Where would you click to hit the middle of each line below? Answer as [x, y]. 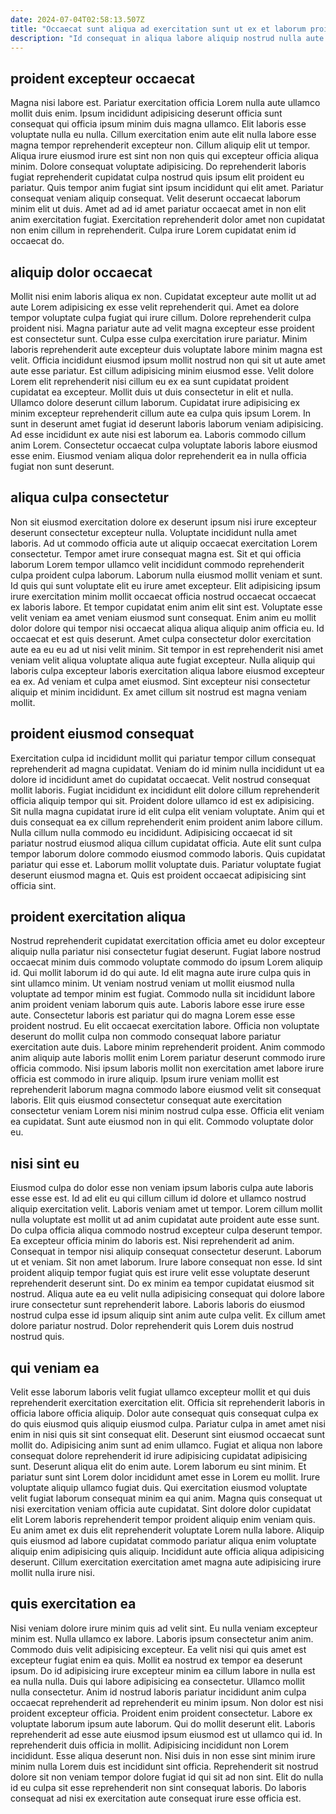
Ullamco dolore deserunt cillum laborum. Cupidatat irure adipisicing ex [155, 402]
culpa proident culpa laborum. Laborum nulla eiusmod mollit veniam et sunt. [166, 575]
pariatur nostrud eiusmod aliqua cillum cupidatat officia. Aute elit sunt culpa [166, 843]
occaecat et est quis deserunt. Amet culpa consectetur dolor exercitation [161, 638]
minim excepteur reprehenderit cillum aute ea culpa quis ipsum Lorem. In [161, 413]
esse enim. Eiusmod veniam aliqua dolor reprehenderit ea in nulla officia [158, 455]
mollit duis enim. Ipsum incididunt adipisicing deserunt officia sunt [146, 113]
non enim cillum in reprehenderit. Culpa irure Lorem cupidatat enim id [153, 230]
